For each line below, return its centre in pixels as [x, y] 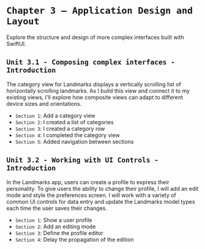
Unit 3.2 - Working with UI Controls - [83, 160]
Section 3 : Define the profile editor [59, 233]
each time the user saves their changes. [57, 208]
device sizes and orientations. [44, 103]
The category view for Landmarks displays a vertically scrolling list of [94, 84]
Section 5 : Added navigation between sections [74, 141]
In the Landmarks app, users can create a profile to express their [88, 182]
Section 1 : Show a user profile [54, 220]
